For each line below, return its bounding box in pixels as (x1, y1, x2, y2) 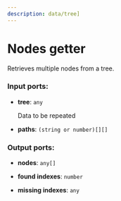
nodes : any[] (17, 159, 56, 167)
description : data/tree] (7, 10, 80, 18)
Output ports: (7, 142, 55, 152)
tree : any (17, 97, 44, 106)
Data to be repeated (17, 111, 76, 120)
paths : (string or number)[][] (17, 125, 108, 133)
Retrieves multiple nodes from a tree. (7, 64, 115, 73)
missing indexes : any (17, 186, 79, 195)
